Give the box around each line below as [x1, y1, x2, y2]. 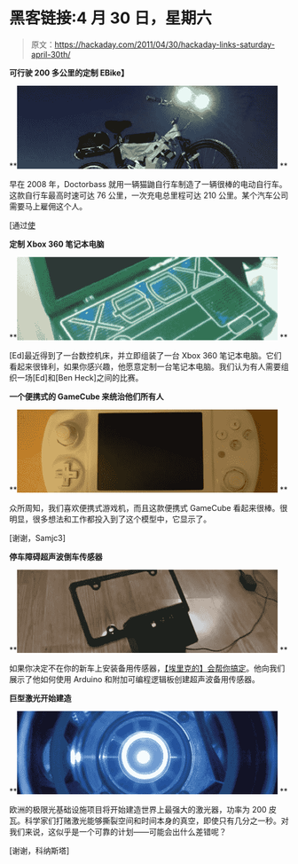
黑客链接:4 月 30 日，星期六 [9, 8, 213, 28]
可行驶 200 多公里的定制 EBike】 [9, 67, 129, 78]
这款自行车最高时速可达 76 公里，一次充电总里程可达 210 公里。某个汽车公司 [9, 190, 289, 200]
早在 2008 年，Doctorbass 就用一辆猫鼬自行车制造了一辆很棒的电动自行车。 [9, 178, 287, 189]
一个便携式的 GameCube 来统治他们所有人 [9, 391, 164, 402]
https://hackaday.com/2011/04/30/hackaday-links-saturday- [54, 39, 275, 50]
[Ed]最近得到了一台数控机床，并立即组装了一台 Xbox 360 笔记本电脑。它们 [9, 350, 282, 360]
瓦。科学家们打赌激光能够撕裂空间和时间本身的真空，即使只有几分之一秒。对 [9, 815, 289, 826]
